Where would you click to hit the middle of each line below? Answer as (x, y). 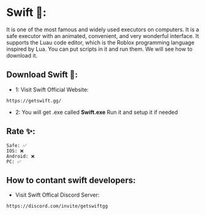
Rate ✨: (21, 131)
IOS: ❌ (15, 151)
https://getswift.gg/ (34, 100)
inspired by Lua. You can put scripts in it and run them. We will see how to (99, 49)
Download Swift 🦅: (42, 75)
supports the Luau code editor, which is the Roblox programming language (100, 42)
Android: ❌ (20, 156)
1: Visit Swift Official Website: (52, 89)
